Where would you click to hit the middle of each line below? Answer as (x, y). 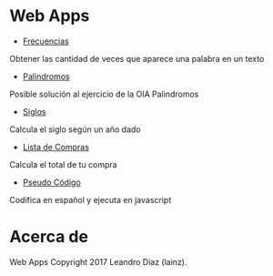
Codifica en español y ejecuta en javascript (91, 199)
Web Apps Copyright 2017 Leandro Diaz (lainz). (98, 261)
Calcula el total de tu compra (63, 164)
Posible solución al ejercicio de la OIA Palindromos (104, 94)
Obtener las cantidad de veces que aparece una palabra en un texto (137, 58)
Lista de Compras (56, 147)
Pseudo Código (52, 182)
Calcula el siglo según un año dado (75, 129)
